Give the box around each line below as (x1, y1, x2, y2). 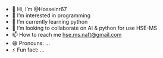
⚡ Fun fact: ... (11, 46, 45, 53)
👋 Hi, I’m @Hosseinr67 (11, 6, 67, 12)
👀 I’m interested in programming (11, 12, 91, 19)
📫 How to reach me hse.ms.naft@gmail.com (11, 31, 122, 38)
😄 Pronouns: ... (11, 40, 51, 47)
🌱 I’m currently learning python (11, 18, 88, 25)
